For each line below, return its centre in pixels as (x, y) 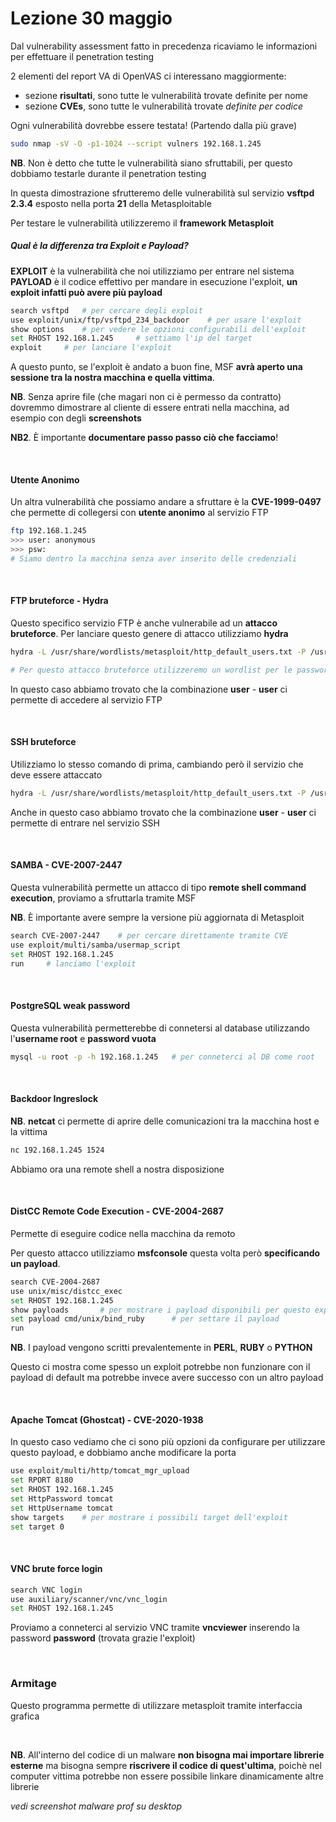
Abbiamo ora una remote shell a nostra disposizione (117, 1169)
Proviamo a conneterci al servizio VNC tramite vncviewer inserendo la (155, 1628)
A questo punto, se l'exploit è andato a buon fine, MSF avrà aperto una (156, 367)
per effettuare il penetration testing (82, 56)
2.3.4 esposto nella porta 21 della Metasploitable (111, 203)
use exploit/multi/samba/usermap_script (96, 945)
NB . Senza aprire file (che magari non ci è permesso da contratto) (146, 397)
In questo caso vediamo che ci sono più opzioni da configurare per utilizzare (168, 1442)
